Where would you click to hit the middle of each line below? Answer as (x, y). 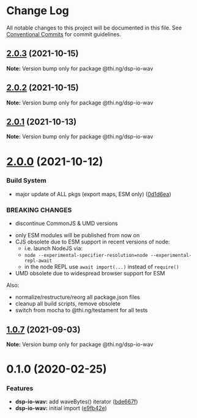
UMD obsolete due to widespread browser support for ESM (90, 274)
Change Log (38, 11)
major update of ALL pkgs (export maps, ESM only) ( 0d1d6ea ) (93, 194)
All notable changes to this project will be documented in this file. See (94, 28)
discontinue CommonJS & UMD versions (66, 223)
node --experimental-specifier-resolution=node (86, 256)
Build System (27, 181)
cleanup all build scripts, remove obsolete (68, 304)
